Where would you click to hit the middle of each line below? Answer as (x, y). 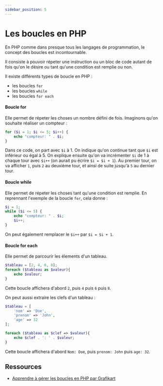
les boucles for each (33, 96)
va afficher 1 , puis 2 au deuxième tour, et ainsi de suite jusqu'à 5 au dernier (80, 166)
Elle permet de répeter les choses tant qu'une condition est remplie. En (76, 193)
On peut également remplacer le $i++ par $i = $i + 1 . (59, 234)
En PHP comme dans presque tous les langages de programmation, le (75, 47)
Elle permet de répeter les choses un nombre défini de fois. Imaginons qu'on (81, 118)
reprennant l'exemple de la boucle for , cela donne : (57, 198)
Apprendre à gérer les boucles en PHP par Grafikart (64, 378)
